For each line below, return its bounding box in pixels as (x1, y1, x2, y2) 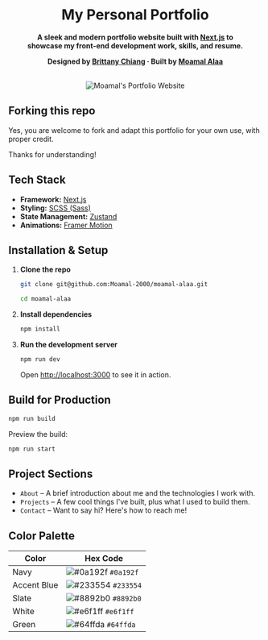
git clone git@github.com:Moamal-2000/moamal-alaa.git (19, 281, 208, 289)
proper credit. (8, 134, 54, 143)
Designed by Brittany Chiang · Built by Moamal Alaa (47, 56, 224, 66)
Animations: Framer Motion (19, 220, 113, 230)
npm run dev (19, 355, 60, 364)
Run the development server (19, 340, 118, 349)
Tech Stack (8, 173, 66, 187)
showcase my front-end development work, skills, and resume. (27, 40, 244, 50)
